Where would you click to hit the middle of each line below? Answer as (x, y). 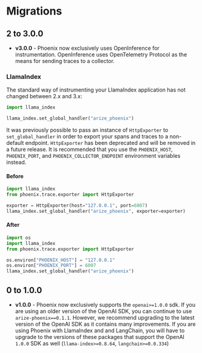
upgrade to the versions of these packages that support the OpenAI (100, 337)
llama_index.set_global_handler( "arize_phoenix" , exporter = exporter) (96, 211)
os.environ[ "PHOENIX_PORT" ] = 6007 (51, 266)
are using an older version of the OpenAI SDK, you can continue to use (103, 311)
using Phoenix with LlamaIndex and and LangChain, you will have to (100, 331)
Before (15, 176)
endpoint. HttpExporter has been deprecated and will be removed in (110, 143)
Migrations (34, 11)
